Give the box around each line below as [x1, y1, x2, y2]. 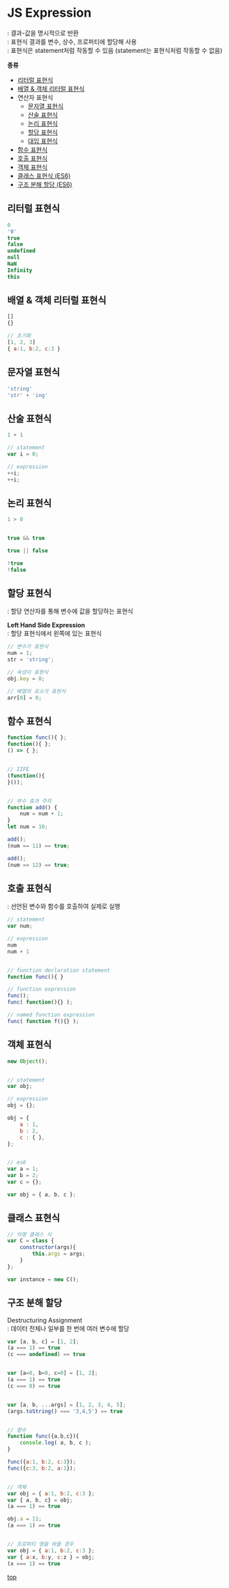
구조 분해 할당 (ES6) [17, 180, 73, 189]
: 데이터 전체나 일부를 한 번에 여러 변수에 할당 [7, 1324, 130, 1332]
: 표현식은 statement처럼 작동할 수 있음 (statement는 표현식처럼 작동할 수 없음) [7, 46, 223, 54]
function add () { [7, 804, 58, 811]
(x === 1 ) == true [7, 1560, 61, 1567]
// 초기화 [7, 332, 31, 339]
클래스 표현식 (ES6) [17, 171, 71, 180]
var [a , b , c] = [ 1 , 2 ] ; [7, 1338, 79, 1345]
